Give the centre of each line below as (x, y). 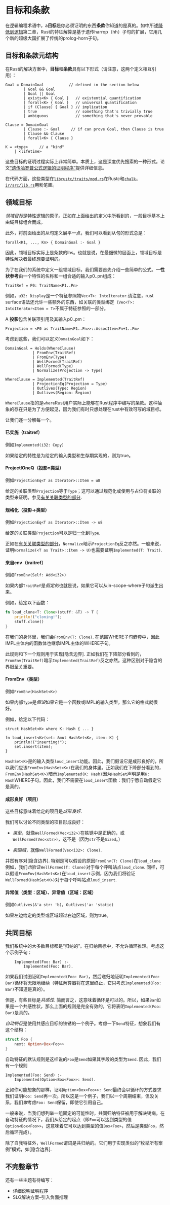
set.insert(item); (34, 747)
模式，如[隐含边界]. (32, 1149)
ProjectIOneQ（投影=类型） (35, 468)
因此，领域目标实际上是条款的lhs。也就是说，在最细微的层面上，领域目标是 (84, 252)
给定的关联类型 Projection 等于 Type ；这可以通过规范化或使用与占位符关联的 (83, 491)
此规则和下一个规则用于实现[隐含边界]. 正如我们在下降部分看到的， (75, 654)
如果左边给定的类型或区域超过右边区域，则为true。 (58, 915)
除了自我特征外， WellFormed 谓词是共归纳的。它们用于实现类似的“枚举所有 (82, 1143)
